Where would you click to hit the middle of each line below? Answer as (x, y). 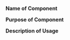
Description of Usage (32, 31)
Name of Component (31, 8)
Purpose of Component (35, 19)
